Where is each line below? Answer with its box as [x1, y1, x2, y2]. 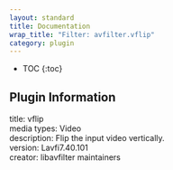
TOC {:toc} [22, 63, 63, 74]
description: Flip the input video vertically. [9, 133, 165, 144]
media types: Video [9, 123, 82, 134]
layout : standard [9, 13, 75, 23]
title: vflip [9, 114, 44, 125]
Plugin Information [9, 90, 116, 105]
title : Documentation [9, 22, 91, 31]
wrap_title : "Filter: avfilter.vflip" [9, 30, 155, 39]
